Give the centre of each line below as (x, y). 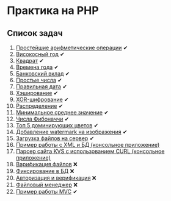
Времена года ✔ (37, 67)
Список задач (35, 33)
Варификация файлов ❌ (47, 164)
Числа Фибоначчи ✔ (42, 119)
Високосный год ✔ (40, 54)
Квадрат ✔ (30, 61)
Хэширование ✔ (37, 93)
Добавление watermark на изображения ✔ (71, 132)
